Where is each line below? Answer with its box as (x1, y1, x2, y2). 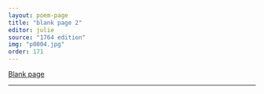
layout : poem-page (8, 11, 68, 20)
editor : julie (8, 26, 55, 34)
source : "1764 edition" (8, 33, 86, 42)
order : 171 (8, 48, 44, 56)
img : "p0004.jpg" (8, 41, 65, 49)
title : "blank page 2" (8, 19, 82, 27)
